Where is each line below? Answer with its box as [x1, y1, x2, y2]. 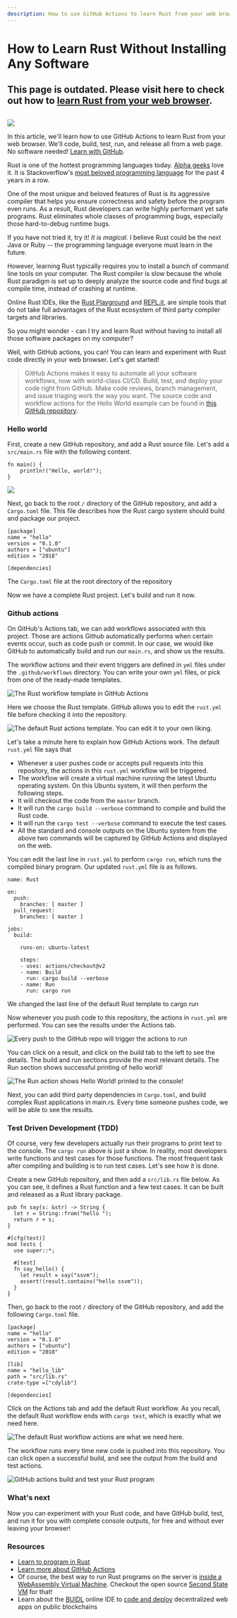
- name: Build [20, 969, 61, 976]
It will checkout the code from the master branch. [17, 797, 160, 805]
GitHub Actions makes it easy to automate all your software [24, 368, 197, 378]
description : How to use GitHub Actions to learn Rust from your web [7, 10, 217, 18]
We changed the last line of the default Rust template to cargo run [7, 1000, 199, 1008]
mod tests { [7, 1241, 42, 1248]
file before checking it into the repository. [7, 711, 128, 719]
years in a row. [7, 176, 50, 184]
